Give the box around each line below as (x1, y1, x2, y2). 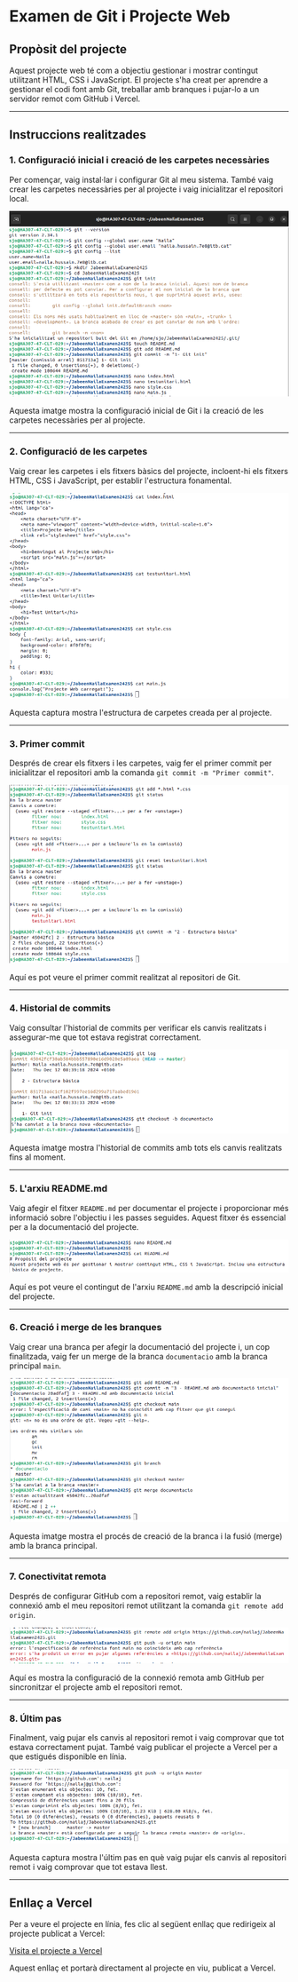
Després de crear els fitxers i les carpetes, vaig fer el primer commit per (9, 757, 272, 768)
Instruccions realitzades (9, 127, 146, 143)
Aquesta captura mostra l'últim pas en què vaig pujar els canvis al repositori (9, 1851, 286, 1862)
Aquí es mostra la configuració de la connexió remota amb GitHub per (9, 1672, 264, 1683)
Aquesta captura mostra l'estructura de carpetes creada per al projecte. (9, 707, 272, 717)
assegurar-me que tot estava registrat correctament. (9, 1032, 201, 1043)
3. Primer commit (9, 737, 85, 749)
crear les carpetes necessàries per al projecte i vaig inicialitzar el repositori (9, 184, 284, 194)
